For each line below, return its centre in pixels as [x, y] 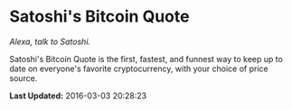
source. [24, 78]
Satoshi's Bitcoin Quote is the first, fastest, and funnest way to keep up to [146, 59]
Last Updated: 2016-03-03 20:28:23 [78, 96]
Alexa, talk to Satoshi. [50, 41]
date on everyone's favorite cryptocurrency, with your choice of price [139, 69]
